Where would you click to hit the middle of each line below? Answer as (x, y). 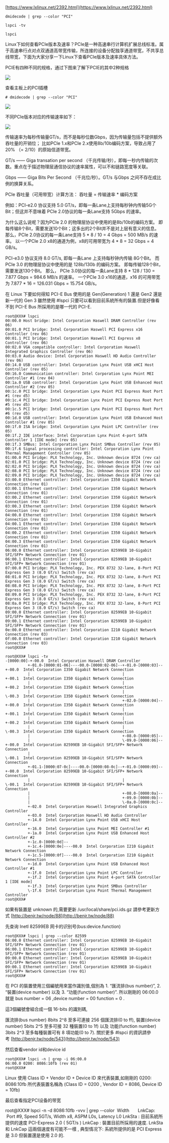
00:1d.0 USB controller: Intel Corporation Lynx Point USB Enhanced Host (84, 418)
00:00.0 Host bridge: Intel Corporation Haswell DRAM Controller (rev (81, 321)
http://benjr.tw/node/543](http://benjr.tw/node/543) (66, 1039)
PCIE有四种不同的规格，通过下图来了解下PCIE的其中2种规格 (67, 67)
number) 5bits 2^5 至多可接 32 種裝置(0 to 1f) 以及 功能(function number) (81, 1026)
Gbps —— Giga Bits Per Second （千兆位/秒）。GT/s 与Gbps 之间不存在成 (81, 177)
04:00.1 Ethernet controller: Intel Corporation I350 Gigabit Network (81, 524)
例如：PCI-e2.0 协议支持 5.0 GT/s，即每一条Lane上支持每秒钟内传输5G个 (81, 205)
